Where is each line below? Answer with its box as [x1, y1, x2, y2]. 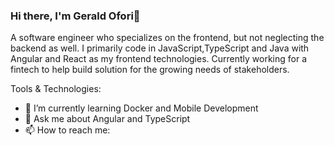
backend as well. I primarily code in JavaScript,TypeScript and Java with [10, 42, 310, 54]
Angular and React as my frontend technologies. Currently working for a [10, 53, 308, 65]
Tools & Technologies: [10, 83, 102, 95]
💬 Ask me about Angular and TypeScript [24, 113, 191, 125]
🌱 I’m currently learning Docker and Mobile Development [24, 102, 259, 114]
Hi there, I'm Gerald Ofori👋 [10, 9, 141, 23]
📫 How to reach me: [24, 124, 111, 136]
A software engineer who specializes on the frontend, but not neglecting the [10, 32, 325, 44]
